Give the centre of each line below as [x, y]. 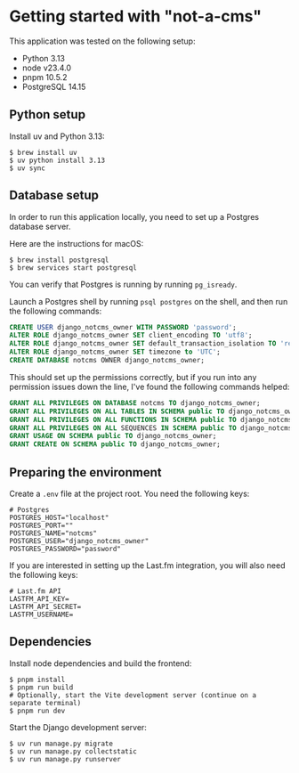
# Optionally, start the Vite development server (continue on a [133, 695]
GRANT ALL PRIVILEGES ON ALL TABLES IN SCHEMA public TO [117, 411]
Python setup [48, 114]
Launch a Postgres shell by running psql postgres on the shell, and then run [149, 301]
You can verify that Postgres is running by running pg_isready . [123, 284]
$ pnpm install [37, 679]
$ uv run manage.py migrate [61, 744]
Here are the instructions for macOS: [77, 243]
